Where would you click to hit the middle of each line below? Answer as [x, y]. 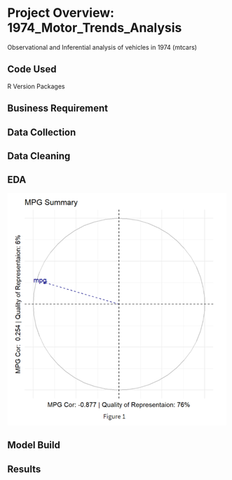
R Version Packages [36, 86]
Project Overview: [61, 13]
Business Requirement [58, 108]
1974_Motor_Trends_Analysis [95, 28]
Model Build [34, 445]
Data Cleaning [39, 156]
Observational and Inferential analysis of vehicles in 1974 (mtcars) [102, 47]
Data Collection [42, 132]
